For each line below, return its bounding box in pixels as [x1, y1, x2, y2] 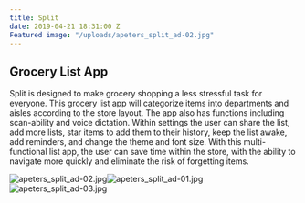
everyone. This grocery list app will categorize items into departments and [9, 97, 289, 109]
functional [9, 147, 47, 157]
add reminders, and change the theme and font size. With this [9, 137, 242, 147]
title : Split [9, 13, 59, 23]
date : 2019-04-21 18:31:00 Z [9, 22, 121, 31]
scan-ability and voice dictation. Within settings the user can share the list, [9, 117, 290, 128]
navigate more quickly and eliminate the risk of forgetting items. [9, 156, 249, 167]
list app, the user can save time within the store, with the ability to [48, 147, 296, 157]
